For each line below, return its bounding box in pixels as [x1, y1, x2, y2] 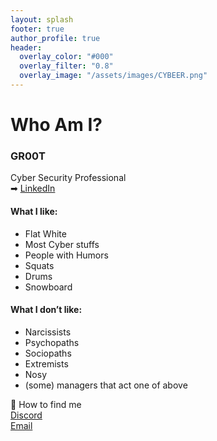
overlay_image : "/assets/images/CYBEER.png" [19, 71, 208, 81]
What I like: [10, 205, 58, 217]
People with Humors [24, 249, 109, 261]
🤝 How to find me [10, 398, 82, 410]
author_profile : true [10, 33, 101, 43]
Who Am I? [10, 114, 103, 136]
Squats [24, 259, 55, 271]
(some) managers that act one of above [24, 379, 188, 391]
